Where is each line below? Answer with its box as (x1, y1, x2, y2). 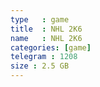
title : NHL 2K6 (10, 24, 83, 34)
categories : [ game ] (10, 42, 92, 53)
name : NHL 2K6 (10, 33, 83, 43)
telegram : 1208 (10, 52, 78, 62)
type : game (10, 14, 70, 25)
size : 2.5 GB (10, 61, 70, 71)
